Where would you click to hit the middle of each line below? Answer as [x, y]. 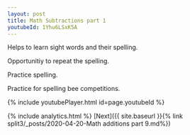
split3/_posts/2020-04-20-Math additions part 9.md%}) [89, 124]
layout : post [27, 14]
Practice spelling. [33, 75]
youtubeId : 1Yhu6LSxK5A [43, 27]
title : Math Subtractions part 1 [57, 21]
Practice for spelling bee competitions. [64, 89]
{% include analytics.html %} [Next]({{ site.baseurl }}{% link [95, 116]
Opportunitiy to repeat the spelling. [58, 61]
